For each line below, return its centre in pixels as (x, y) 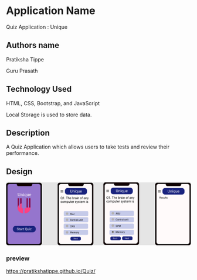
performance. (23, 153)
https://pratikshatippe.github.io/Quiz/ (51, 271)
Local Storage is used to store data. (49, 115)
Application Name (51, 11)
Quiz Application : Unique (37, 27)
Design (19, 172)
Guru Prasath (22, 71)
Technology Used (39, 89)
